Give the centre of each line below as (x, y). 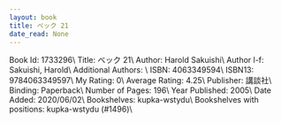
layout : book (33, 17)
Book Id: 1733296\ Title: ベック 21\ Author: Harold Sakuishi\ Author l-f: (137, 60)
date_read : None (39, 34)
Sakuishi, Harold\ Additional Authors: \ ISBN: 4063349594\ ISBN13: (132, 70)
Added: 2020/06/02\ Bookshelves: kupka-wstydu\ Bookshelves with (134, 100)
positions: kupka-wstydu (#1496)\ (71, 109)
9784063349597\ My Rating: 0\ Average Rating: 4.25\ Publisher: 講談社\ (140, 81)
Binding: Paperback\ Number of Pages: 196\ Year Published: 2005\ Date (140, 90)
